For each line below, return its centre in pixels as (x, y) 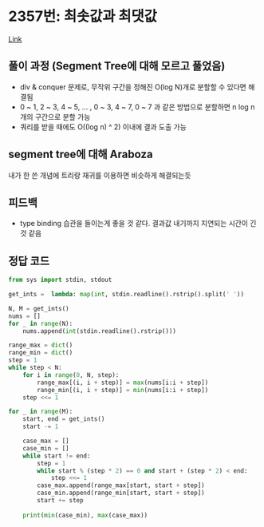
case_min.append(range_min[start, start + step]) (121, 493)
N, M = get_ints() (39, 308)
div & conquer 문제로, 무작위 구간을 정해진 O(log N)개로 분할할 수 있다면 (133, 87)
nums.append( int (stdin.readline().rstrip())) (100, 331)
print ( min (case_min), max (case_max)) (85, 515)
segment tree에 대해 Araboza (81, 155)
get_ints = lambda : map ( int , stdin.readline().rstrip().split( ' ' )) (126, 295)
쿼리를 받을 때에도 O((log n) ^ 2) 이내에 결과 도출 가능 (103, 127)
